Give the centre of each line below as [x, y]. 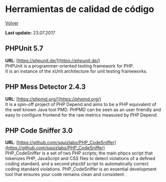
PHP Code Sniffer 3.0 [39, 130]
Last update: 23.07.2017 [30, 32]
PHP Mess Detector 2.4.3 [46, 87]
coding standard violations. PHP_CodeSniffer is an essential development [81, 169]
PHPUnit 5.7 [24, 48]
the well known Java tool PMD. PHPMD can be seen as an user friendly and [83, 109]
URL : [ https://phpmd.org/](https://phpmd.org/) [53, 99]
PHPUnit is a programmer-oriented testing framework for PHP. [69, 65]
